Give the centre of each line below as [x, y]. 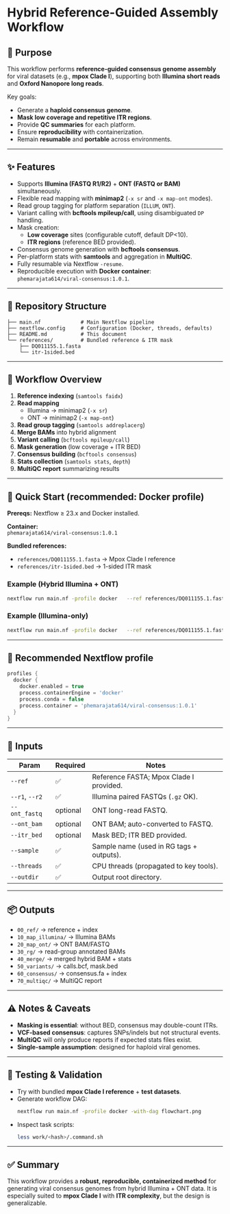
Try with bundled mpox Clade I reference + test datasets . [99, 1091]
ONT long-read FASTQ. [130, 810]
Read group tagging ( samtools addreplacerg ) [81, 425]
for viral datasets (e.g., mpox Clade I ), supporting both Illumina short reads [114, 76]
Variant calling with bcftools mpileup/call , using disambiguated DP [110, 213]
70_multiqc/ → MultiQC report [60, 981]
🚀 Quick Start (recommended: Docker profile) [106, 497]
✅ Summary [33, 1164]
